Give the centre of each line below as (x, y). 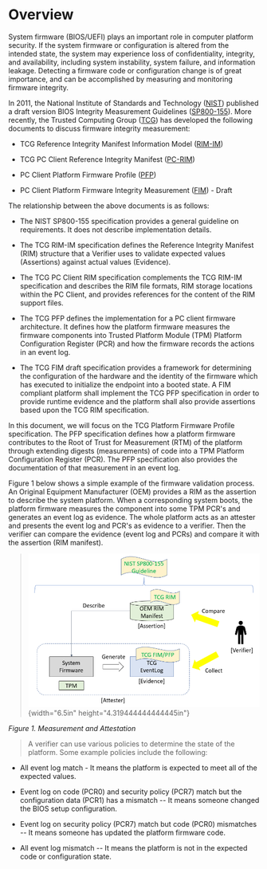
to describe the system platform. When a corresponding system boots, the (131, 500)
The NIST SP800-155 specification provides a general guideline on (129, 221)
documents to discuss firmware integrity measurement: (99, 128)
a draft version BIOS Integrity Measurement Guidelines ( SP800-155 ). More (130, 111)
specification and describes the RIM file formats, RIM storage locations (136, 285)
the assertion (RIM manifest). (56, 542)
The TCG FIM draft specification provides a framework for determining (136, 368)
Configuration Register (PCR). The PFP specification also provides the (123, 459)
